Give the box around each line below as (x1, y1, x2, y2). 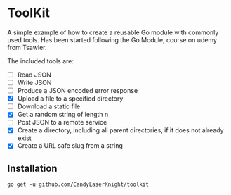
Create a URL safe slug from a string (17, 141, 123, 150)
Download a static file (17, 102, 81, 111)
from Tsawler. (7, 43, 47, 51)
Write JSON (17, 79, 52, 87)
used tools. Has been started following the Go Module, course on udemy (7, 35, 218, 44)
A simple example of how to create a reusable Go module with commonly (7, 28, 219, 37)
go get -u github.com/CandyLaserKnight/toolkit (7, 181, 150, 188)
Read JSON (17, 70, 51, 79)
